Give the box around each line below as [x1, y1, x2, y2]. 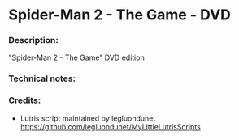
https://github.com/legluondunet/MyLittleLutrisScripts [20, 121, 201, 131]
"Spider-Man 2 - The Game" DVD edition [8, 53, 145, 62]
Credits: [8, 95, 41, 106]
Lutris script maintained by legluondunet [20, 113, 156, 123]
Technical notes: [8, 73, 76, 84]
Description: [8, 35, 59, 46]
